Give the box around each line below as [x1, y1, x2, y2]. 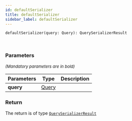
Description [60, 75, 90, 82]
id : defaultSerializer [5, 7, 53, 13]
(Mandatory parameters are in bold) [5, 64, 75, 69]
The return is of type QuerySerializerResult [5, 110, 97, 116]
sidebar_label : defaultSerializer [5, 17, 78, 22]
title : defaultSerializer [5, 12, 59, 17]
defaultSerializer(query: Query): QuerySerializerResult [5, 31, 127, 36]
